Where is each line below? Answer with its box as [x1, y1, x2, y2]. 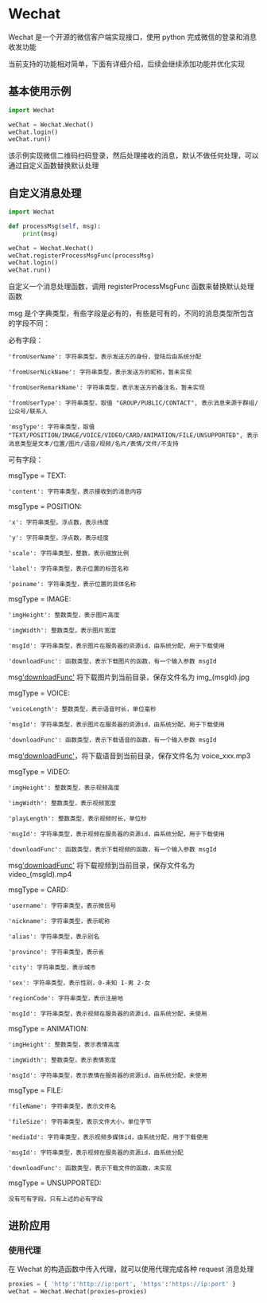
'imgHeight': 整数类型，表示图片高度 [8, 611, 120, 620]
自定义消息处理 [8, 186, 82, 200]
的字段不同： [8, 319, 50, 328]
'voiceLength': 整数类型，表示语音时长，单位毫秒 [8, 706, 157, 714]
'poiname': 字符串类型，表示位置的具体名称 [8, 581, 137, 589]
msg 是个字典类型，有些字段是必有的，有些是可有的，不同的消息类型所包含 [8, 308, 254, 319]
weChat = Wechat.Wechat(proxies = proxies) [8, 1287, 148, 1295]
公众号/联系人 [8, 408, 48, 416]
